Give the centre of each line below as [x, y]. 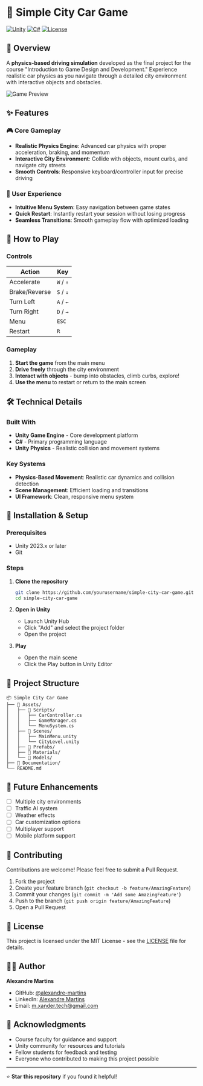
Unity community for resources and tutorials [70, 1045]
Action [30, 272]
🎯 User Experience [34, 194]
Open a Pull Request [40, 907]
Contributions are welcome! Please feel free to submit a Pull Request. [92, 870]
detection [27, 484]
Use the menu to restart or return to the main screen [80, 382]
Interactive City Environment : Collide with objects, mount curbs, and [101, 159]
